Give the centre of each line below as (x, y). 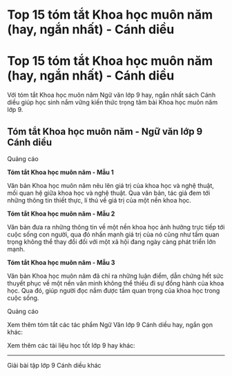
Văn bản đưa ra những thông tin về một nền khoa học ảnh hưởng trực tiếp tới (116, 227)
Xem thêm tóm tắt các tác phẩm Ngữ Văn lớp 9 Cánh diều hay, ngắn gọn (110, 324)
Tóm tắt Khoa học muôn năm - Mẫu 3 (61, 262)
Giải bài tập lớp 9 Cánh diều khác (54, 365)
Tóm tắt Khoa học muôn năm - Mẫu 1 (60, 172)
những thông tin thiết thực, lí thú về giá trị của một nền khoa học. (99, 200)
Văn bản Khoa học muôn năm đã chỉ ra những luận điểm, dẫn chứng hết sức (115, 276)
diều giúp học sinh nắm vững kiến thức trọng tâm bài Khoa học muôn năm (113, 102)
